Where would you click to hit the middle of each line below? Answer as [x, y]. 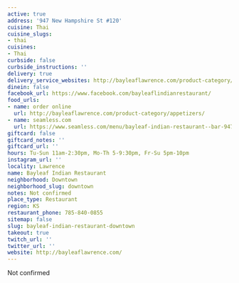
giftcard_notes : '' [36, 140]
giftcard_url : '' [33, 147]
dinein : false [28, 87]
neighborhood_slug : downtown [51, 186]
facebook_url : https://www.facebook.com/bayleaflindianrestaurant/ [110, 93]
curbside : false [31, 61]
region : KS [23, 206]
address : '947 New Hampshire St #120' [65, 21]
